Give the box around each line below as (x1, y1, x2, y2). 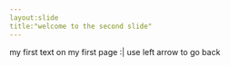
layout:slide (9, 13, 59, 23)
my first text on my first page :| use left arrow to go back (9, 46, 221, 57)
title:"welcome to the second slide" (9, 22, 153, 31)
